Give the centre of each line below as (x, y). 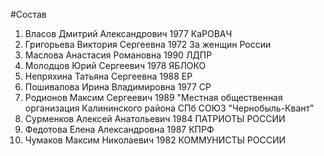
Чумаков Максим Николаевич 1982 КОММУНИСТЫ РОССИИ (155, 140)
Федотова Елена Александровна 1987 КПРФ (119, 129)
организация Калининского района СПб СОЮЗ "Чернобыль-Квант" (169, 108)
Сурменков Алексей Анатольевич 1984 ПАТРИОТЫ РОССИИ (155, 118)
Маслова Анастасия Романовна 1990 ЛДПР (118, 55)
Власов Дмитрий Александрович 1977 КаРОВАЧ (128, 33)
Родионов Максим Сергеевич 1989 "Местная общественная (153, 97)
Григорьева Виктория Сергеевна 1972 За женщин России (148, 44)
